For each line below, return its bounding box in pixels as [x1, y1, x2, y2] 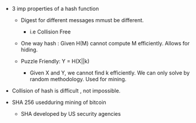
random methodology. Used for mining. [29, 76, 127, 82]
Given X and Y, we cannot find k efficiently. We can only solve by [29, 69, 190, 76]
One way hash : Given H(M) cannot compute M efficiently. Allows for [20, 40, 190, 47]
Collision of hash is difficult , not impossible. [11, 87, 121, 94]
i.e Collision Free [29, 28, 71, 35]
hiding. [20, 46, 38, 53]
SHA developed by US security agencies [20, 110, 121, 117]
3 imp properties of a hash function [11, 5, 99, 12]
